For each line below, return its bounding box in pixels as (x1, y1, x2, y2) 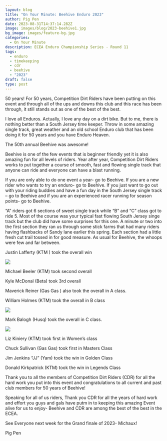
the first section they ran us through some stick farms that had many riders (5, 223, 159, 229)
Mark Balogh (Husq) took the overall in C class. (5, 316, 102, 322)
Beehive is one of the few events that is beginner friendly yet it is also (5, 151, 148, 157)
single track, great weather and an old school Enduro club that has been (5, 126, 154, 132)
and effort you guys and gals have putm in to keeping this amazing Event (5, 399, 155, 405)
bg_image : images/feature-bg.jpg (5, 30, 75, 35)
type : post (5, 81, 28, 86)
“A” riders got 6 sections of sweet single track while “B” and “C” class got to (5, 207, 161, 213)
